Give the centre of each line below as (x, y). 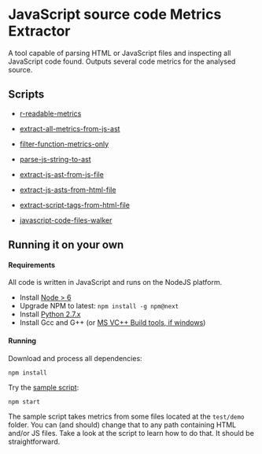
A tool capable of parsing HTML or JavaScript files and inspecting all (120, 53)
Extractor (39, 31)
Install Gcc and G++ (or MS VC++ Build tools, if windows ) (113, 323)
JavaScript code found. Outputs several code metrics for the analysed (122, 61)
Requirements (32, 264)
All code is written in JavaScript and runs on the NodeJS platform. (115, 282)
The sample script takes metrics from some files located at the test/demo (126, 416)
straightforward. (34, 441)
